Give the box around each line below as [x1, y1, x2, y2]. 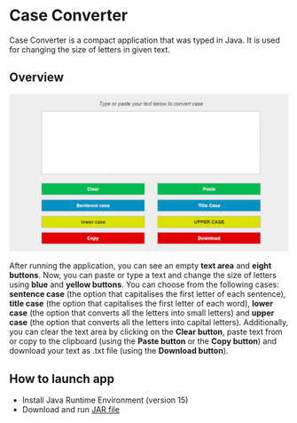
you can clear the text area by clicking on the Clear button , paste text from [9, 326, 283, 338]
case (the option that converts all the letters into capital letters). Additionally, [9, 317, 289, 328]
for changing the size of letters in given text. [9, 44, 171, 54]
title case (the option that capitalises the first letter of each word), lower [9, 299, 273, 309]
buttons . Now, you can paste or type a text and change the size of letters [9, 270, 277, 281]
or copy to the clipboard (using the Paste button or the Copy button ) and [9, 336, 277, 347]
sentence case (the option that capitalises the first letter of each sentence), [9, 289, 286, 299]
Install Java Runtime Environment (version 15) [21, 395, 189, 405]
